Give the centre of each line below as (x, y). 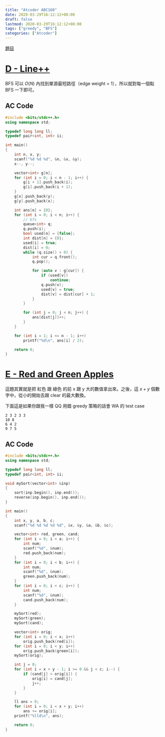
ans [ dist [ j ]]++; (49, 317)
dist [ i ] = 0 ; (37, 247)
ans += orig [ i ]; (40, 711)
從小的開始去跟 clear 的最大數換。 (53, 395)
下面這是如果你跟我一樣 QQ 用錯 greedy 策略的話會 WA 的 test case (75, 406)
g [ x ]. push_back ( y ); (35, 196)
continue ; (60, 280)
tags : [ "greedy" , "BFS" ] (31, 29)
